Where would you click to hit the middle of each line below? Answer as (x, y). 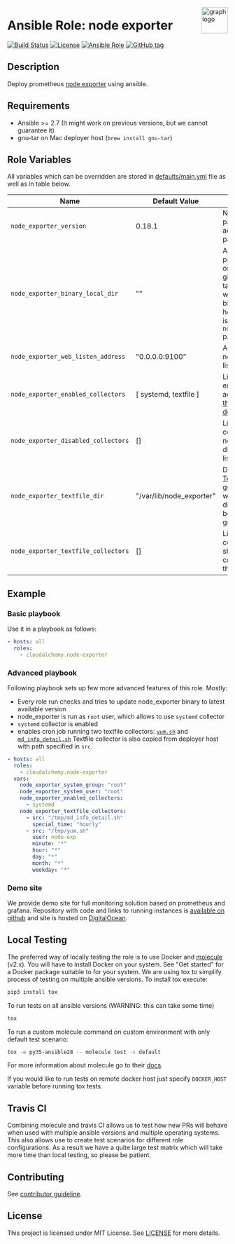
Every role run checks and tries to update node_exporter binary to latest (121, 702)
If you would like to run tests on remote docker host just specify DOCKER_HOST (117, 1079)
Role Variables (39, 159)
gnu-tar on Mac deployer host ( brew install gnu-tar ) (95, 137)
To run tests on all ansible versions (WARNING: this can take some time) (111, 1005)
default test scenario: (38, 1039)
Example (27, 593)
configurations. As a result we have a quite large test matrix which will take (115, 1148)
